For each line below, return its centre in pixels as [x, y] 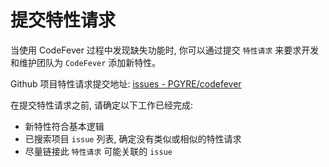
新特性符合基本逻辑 [64, 126]
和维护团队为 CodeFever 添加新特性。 [86, 62]
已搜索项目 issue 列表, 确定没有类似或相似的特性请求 [133, 138]
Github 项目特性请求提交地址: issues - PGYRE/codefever [126, 83]
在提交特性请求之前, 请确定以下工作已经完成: [102, 105]
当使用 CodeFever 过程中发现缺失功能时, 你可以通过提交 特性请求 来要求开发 [165, 50]
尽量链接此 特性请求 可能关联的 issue [98, 151]
